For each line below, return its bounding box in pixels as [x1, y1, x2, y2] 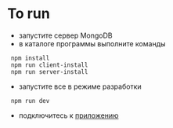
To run [7, 5, 50, 23]
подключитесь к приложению [18, 111, 119, 120]
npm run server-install [10, 68, 88, 75]
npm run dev [10, 97, 50, 104]
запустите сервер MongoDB [18, 31, 113, 40]
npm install [10, 54, 50, 62]
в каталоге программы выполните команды [18, 38, 166, 48]
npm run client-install [10, 60, 88, 69]
